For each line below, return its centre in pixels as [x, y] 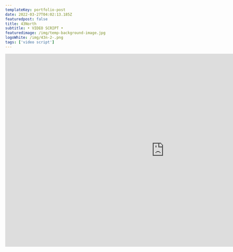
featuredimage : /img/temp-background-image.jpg [56, 33]
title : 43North [21, 24]
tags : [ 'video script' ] [30, 42]
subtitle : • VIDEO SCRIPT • [34, 28]
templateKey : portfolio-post [35, 10]
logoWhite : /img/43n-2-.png [34, 38]
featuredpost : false [27, 19]
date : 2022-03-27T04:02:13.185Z [39, 14]
